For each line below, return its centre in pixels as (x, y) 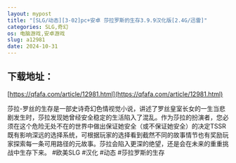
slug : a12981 (26, 40)
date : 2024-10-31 (33, 46)
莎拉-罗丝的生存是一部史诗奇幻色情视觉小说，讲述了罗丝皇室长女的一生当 (113, 108)
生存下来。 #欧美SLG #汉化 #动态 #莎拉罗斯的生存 (92, 152)
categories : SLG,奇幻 (38, 27)
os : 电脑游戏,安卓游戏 (36, 33)
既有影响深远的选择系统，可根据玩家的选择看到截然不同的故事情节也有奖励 (115, 135)
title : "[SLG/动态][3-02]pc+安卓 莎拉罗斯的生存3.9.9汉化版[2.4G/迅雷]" (107, 20)
